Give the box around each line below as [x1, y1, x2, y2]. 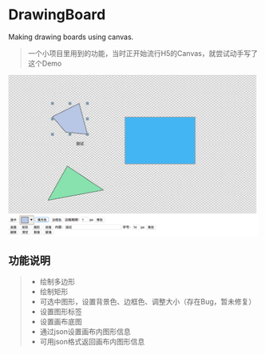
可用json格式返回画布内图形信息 [39, 336, 145, 346]
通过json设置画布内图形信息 [39, 326, 132, 336]
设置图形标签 [39, 306, 82, 316]
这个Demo [27, 58, 62, 68]
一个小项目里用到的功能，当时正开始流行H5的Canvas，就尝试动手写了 [27, 48, 258, 58]
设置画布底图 [39, 316, 82, 326]
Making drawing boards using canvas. [8, 32, 134, 42]
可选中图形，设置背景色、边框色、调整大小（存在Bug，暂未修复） [39, 296, 256, 306]
